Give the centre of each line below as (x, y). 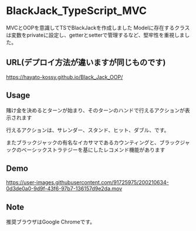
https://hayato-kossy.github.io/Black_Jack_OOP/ (65, 77)
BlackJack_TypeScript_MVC (76, 11)
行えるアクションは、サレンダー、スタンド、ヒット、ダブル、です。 (88, 130)
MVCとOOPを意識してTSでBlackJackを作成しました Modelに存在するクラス (98, 27)
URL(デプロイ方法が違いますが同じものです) (86, 63)
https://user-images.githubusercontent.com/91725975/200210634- (87, 182)
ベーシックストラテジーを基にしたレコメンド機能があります (93, 150)
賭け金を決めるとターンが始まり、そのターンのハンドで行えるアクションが (95, 110)
